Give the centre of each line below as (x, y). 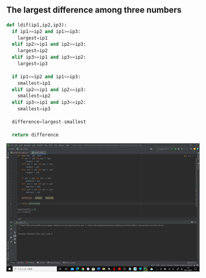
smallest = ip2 (34, 96)
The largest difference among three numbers (94, 10)
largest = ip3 (32, 64)
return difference (36, 135)
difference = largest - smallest (49, 122)
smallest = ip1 (34, 83)
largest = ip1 (32, 38)
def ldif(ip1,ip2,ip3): (37, 25)
